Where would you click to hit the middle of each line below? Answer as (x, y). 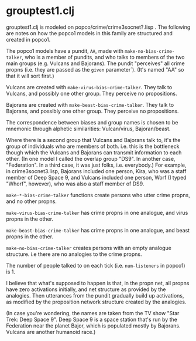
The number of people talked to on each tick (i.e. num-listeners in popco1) (96, 265)
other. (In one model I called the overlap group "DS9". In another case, (91, 158)
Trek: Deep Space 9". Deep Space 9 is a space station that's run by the (92, 319)
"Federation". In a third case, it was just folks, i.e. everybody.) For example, (96, 165)
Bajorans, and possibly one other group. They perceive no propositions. (92, 111)
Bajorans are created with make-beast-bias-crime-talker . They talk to (90, 104)
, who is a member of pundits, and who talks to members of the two (103, 57)
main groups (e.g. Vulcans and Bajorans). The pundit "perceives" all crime (96, 63)
